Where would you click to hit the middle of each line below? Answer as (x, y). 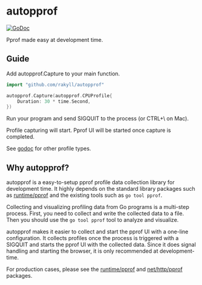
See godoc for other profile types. (49, 149)
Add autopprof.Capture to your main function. (63, 74)
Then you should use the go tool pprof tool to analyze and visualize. (93, 220)
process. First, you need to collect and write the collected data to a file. (95, 213)
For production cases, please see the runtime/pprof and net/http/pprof (95, 269)
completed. (20, 137)
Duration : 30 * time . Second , (54, 101)
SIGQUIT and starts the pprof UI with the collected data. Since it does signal (101, 245)
